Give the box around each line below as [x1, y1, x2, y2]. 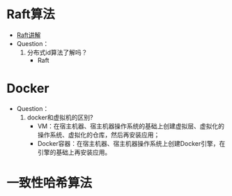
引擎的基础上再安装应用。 [37, 148, 111, 156]
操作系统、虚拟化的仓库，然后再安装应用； [37, 130, 160, 139]
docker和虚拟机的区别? [26, 113, 93, 121]
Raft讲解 [16, 31, 41, 39]
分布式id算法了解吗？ [26, 48, 88, 56]
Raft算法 [6, 6, 55, 22]
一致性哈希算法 [6, 175, 93, 191]
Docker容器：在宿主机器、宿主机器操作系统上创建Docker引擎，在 [37, 139, 226, 147]
